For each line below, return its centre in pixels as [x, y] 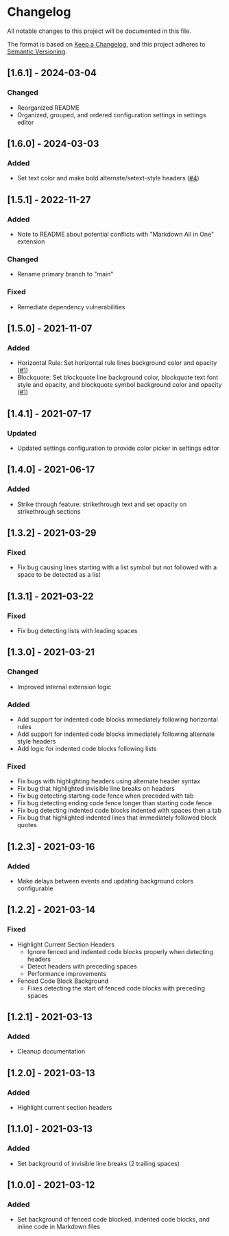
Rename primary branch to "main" [65, 274]
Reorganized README [48, 108]
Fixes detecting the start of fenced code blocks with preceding [116, 988]
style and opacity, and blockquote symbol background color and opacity [119, 385]
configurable [35, 888]
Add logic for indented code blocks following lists [87, 749]
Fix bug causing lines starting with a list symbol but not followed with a [117, 567]
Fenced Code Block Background [62, 981]
